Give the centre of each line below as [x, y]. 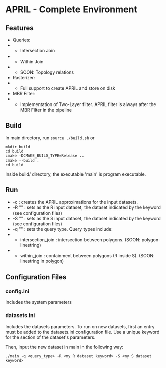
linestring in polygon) [42, 261]
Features [19, 28]
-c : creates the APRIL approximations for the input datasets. [75, 202]
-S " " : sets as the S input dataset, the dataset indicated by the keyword [87, 218]
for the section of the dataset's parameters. [50, 337]
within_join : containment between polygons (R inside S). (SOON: [87, 255]
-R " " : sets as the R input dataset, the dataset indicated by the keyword [87, 207]
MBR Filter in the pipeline [46, 110]
